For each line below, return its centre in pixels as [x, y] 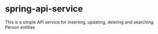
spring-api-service [44, 9]
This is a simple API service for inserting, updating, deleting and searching [79, 22]
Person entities [20, 27]
